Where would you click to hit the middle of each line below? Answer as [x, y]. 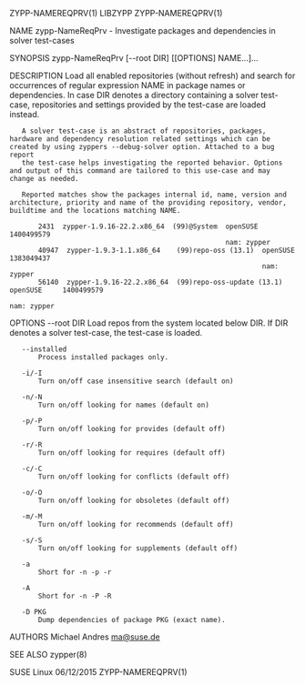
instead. [25, 114]
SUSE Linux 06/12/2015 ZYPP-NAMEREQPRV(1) [98, 672]
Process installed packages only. [103, 358]
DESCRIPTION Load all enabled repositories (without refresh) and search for [152, 76]
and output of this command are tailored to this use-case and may [140, 171]
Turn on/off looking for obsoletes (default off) [134, 500]
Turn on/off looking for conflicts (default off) [134, 477]
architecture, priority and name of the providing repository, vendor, [148, 203]
